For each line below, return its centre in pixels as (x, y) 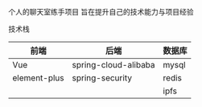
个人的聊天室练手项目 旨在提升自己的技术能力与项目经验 (101, 12)
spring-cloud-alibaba (113, 65)
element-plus (38, 78)
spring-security (102, 78)
